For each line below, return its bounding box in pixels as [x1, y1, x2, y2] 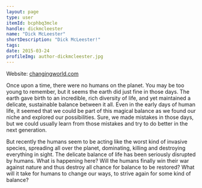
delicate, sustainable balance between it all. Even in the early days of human [6, 100, 195, 108]
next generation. [6, 126, 47, 133]
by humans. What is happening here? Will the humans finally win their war [6, 157, 189, 164]
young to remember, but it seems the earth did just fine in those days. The [6, 88, 190, 95]
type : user [6, 14, 34, 20]
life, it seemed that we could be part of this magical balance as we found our [6, 107, 196, 114]
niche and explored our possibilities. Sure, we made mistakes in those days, [6, 114, 194, 121]
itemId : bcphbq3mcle [6, 20, 58, 26]
